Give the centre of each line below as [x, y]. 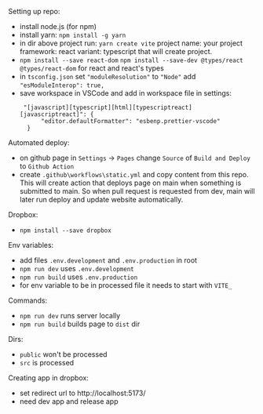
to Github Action [47, 166]
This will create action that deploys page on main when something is [130, 183]
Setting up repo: [34, 11]
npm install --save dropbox [65, 231]
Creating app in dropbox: [48, 378]
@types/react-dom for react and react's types [92, 68]
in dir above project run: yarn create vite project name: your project [131, 43]
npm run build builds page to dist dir [80, 324]
